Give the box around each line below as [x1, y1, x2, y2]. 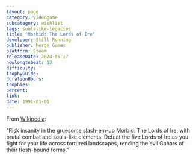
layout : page [6, 8, 39, 15]
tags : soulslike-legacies [6, 25, 71, 32]
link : [6, 93, 20, 99]
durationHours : [6, 76, 44, 82]
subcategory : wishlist [6, 20, 63, 26]
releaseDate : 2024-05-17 [6, 54, 69, 60]
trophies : [6, 82, 31, 88]
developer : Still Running [6, 37, 71, 43]
